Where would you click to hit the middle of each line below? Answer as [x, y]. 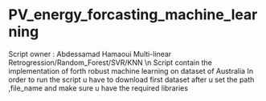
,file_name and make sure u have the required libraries [98, 88]
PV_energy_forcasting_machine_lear [133, 15]
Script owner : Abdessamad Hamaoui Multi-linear [90, 54]
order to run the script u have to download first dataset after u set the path [131, 79]
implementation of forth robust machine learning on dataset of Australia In [131, 71]
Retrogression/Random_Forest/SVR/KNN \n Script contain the [110, 63]
